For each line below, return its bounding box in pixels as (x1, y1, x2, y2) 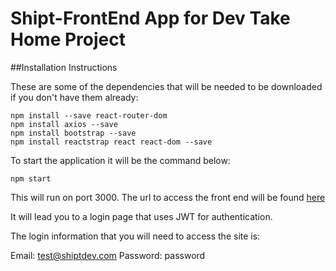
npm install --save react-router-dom (10, 110, 168, 121)
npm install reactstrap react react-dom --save (10, 137, 213, 147)
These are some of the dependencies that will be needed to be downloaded (10, 80, 323, 92)
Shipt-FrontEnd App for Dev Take (10, 7, 291, 30)
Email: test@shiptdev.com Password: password (10, 249, 206, 261)
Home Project (10, 28, 126, 51)
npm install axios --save (10, 119, 118, 129)
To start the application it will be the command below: (10, 154, 231, 166)
